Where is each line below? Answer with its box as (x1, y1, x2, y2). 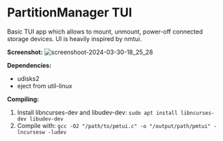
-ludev (47, 129, 67, 136)
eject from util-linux (16, 81, 73, 90)
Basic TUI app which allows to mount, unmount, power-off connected (7, 27, 203, 36)
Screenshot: (7, 48, 43, 56)
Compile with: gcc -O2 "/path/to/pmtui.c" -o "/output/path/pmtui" (16, 121, 211, 129)
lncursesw (16, 129, 46, 136)
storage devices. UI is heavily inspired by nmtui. (7, 34, 142, 42)
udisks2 (16, 74, 40, 83)
